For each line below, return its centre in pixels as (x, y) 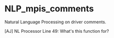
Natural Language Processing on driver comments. (55, 22)
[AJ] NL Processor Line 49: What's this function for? (57, 31)
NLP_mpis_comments (49, 9)
